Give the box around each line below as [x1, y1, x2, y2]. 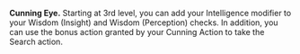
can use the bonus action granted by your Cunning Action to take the [9, 27, 265, 37]
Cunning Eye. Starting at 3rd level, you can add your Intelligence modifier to [9, 8, 292, 18]
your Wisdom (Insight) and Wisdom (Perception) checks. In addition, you [9, 17, 278, 28]
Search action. [9, 36, 63, 47]
